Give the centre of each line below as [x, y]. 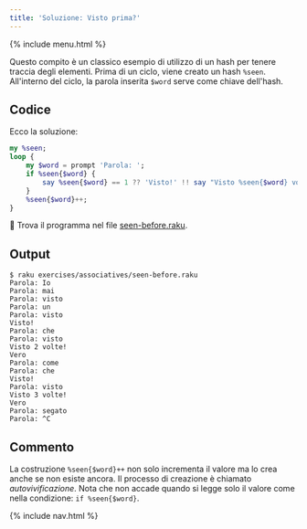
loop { [22, 157]
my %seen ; [28, 148]
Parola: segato [38, 411]
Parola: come [34, 363]
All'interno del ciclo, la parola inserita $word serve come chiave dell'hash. [146, 81]
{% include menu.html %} [58, 44]
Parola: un [30, 307]
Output [30, 254]
